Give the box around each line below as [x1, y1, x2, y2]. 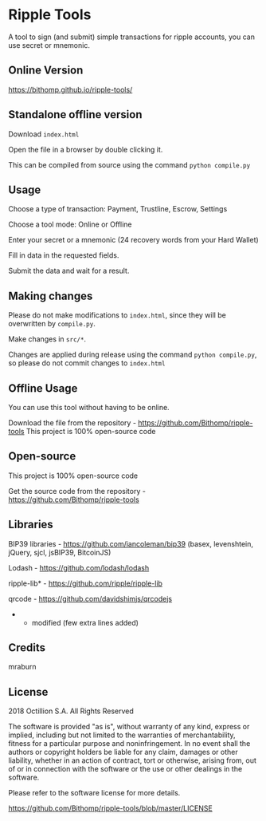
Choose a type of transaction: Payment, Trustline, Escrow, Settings [8, 204, 228, 214]
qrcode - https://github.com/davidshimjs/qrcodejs [8, 594, 173, 603]
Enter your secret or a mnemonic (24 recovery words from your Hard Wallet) [8, 235, 259, 245]
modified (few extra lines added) [31, 618, 139, 627]
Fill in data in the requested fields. [8, 251, 119, 260]
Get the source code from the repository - [8, 486, 146, 495]
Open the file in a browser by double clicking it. [8, 144, 163, 154]
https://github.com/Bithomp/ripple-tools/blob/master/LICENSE [8, 803, 213, 813]
